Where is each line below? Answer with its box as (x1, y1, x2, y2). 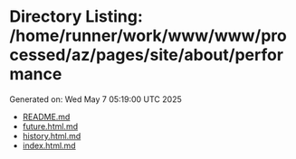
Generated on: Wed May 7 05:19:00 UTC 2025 (9, 93, 183, 105)
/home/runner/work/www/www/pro (9, 25, 287, 46)
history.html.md (22, 130, 81, 141)
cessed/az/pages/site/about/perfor (9, 45, 283, 65)
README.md (22, 111, 71, 122)
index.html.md (22, 140, 76, 151)
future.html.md (22, 120, 79, 132)
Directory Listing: (9, 6, 143, 27)
